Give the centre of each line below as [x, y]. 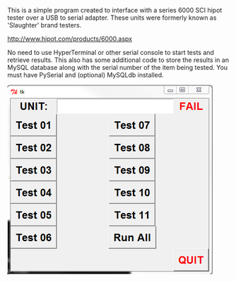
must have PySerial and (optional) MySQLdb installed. [85, 75]
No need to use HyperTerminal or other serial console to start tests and [111, 53]
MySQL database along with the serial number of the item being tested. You [118, 67]
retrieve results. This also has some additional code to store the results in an [118, 60]
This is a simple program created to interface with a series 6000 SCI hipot [115, 10]
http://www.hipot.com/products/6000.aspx [70, 39]
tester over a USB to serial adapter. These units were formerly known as [112, 18]
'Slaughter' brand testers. [45, 25]
